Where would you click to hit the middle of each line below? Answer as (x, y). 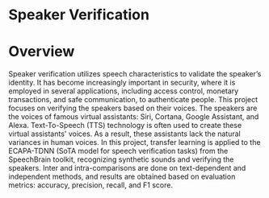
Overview (42, 52)
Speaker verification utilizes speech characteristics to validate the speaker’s (135, 74)
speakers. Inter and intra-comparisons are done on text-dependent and (127, 168)
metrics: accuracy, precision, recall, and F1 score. (91, 185)
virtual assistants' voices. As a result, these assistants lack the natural (124, 134)
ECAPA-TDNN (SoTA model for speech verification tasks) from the (118, 151)
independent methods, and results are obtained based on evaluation (122, 177)
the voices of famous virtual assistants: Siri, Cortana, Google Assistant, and (134, 117)
